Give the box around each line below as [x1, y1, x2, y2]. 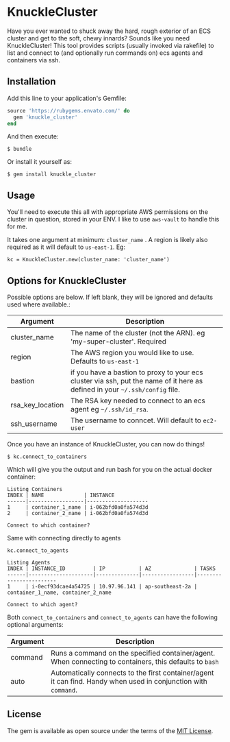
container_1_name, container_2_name [7, 589, 112, 596]
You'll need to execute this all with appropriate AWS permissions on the [7, 208, 209, 216]
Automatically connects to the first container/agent [51, 668, 214, 678]
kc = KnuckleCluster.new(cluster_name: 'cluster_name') [7, 256, 170, 263]
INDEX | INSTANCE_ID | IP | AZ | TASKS [7, 565, 216, 572]
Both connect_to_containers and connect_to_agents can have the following [7, 613, 218, 621]
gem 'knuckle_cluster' [13, 114, 78, 121]
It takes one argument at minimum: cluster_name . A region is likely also [7, 236, 208, 244]
